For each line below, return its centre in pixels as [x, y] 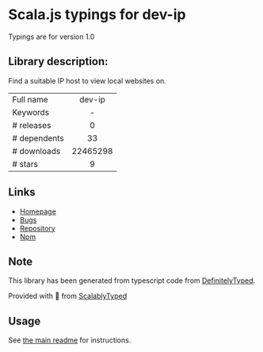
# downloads [36, 151]
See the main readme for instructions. [70, 340]
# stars [25, 164]
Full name [30, 99]
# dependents [38, 138]
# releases [32, 125]
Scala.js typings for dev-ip [97, 15]
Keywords [31, 112]
